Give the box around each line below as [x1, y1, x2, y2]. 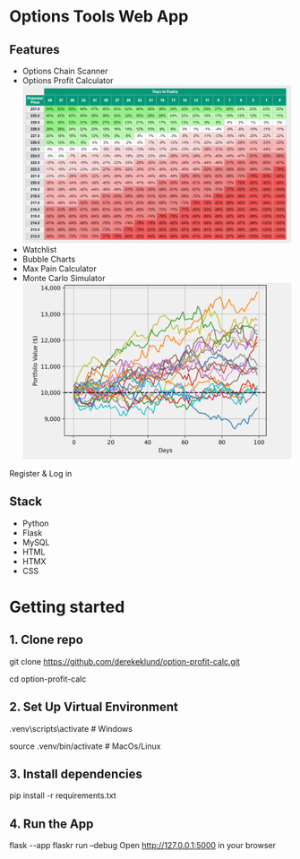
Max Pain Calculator [21, 263, 97, 274]
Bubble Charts [21, 253, 76, 265]
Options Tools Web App [9, 6, 189, 27]
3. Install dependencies [9, 767, 143, 781]
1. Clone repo [9, 632, 83, 648]
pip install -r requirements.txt [9, 790, 116, 801]
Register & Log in [9, 468, 73, 478]
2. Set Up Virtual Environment [9, 700, 179, 715]
